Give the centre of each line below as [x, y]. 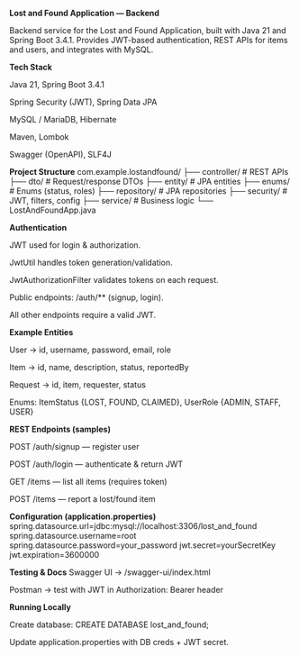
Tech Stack [31, 67]
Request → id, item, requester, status [78, 385]
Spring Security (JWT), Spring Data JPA [83, 102]
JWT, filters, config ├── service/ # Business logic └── [112, 200]
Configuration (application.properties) [83, 516]
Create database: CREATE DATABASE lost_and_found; [109, 624]
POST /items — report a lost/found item [82, 499]
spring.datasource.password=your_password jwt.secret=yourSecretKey [143, 545]
